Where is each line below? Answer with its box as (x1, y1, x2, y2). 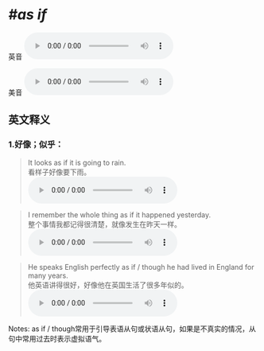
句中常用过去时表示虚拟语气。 (8, 333, 106, 343)
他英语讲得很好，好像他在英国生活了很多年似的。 (27, 280, 188, 290)
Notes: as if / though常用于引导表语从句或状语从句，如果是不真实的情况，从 (8, 324, 256, 333)
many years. (27, 271, 69, 280)
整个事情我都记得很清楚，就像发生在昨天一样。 (27, 219, 181, 228)
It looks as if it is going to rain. (27, 158, 126, 167)
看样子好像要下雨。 (27, 167, 91, 177)
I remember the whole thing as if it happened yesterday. (27, 209, 212, 220)
